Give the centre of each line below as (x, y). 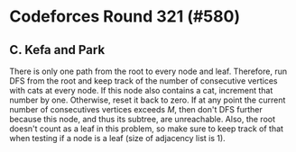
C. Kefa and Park (57, 50)
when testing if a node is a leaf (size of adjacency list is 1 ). (117, 138)
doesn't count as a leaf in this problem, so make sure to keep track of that (147, 129)
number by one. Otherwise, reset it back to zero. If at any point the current (148, 100)
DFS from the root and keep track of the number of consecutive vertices (143, 81)
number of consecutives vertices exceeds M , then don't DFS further (136, 109)
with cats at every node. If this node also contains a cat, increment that (141, 90)
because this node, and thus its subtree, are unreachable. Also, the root (143, 119)
